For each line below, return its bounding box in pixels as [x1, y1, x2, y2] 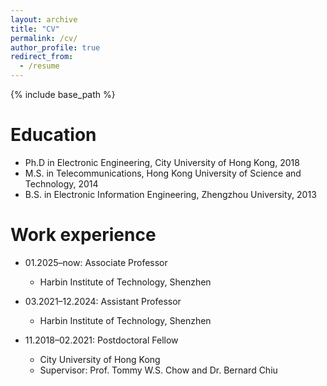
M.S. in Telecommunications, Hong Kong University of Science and [24, 167, 302, 179]
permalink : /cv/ [10, 33, 78, 43]
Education [10, 124, 97, 146]
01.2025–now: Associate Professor [24, 256, 168, 268]
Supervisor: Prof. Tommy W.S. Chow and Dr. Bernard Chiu [39, 364, 278, 376]
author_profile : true [10, 42, 101, 53]
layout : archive [10, 14, 78, 25]
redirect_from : [10, 52, 74, 62]
